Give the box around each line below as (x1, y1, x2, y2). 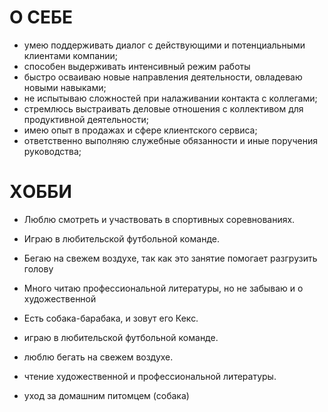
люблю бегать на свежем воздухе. (23, 351, 174, 363)
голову (23, 262, 54, 275)
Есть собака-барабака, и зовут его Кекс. (23, 312, 199, 324)
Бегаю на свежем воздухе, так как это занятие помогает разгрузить (23, 252, 318, 264)
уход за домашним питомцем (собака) (23, 389, 190, 401)
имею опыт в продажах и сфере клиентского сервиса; (23, 124, 258, 136)
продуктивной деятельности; (23, 113, 150, 125)
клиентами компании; (23, 49, 119, 61)
